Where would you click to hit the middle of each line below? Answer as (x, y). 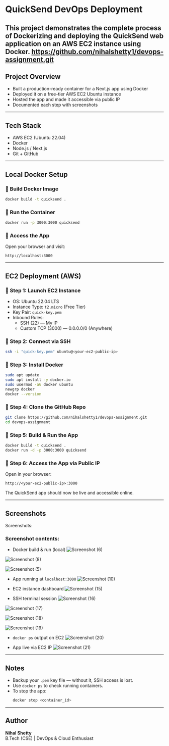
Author (16, 721)
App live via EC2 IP (32, 648)
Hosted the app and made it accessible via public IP (66, 100)
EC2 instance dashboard (38, 589)
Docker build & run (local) (39, 550)
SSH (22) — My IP (39, 323)
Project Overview (33, 77)
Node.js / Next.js (30, 148)
